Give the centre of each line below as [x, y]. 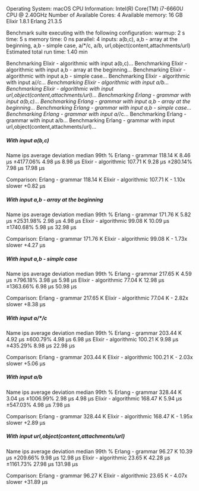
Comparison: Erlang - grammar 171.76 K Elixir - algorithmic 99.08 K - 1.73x [97, 238]
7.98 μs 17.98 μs [26, 168]
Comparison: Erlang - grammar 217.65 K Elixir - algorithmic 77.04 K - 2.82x [97, 298]
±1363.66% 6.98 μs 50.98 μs [42, 286]
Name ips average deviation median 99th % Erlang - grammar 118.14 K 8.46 [99, 155]
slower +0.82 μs [26, 186]
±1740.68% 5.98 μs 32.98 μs [41, 227]
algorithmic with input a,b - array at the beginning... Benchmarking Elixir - [96, 70]
